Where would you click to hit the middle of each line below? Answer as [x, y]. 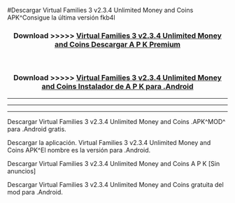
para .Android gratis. [37, 129]
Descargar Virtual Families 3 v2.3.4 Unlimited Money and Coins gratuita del [115, 184]
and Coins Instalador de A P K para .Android [117, 87]
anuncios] [22, 171]
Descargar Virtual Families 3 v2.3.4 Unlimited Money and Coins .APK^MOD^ [116, 121]
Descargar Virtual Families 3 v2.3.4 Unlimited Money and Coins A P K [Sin [114, 163]
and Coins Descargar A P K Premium [117, 44]
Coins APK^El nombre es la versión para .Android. [79, 150]
